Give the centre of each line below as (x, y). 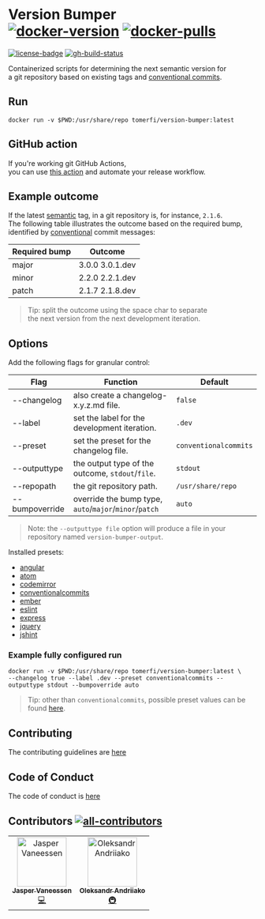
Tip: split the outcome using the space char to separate (117, 311)
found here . (46, 708)
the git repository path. (116, 486)
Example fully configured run (65, 655)
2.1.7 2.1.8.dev (107, 291)
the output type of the (114, 464)
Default (214, 382)
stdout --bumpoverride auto (93, 685)
